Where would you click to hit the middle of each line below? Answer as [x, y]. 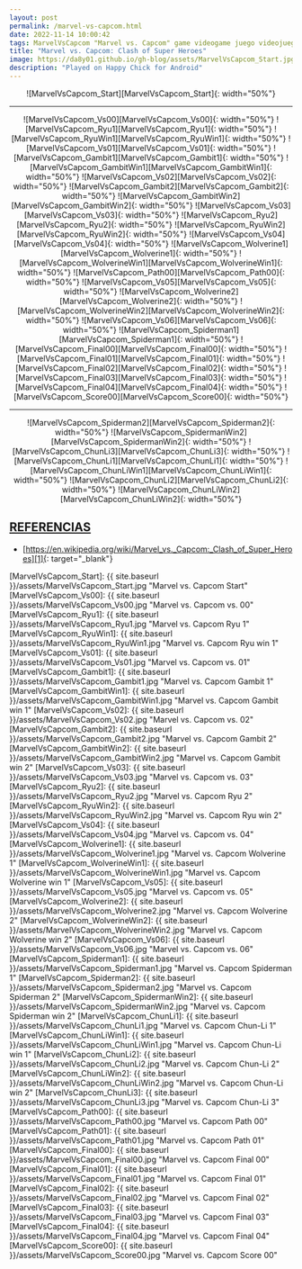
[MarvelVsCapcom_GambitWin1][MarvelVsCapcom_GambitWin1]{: [151, 166]
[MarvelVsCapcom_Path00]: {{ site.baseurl [89, 1111]
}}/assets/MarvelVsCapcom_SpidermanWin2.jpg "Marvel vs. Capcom [138, 1006]
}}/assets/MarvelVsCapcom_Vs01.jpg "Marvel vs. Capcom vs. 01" [130, 661]
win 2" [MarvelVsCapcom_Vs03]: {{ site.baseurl [98, 767]
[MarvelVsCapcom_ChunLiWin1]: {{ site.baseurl [97, 1035]
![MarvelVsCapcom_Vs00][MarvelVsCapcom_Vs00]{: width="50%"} [149, 119]
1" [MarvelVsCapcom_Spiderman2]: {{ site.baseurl [102, 977]
